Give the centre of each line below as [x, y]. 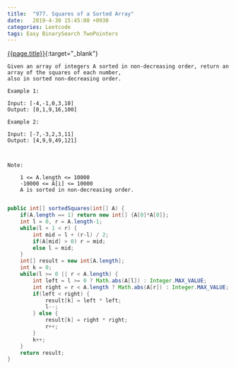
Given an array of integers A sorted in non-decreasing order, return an [118, 67]
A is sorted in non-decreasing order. [77, 190]
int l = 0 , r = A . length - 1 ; [61, 222]
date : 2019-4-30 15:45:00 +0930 [58, 20]
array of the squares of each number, [64, 73]
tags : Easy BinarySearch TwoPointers [63, 34]
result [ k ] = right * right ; [87, 320]
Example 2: [23, 122]
